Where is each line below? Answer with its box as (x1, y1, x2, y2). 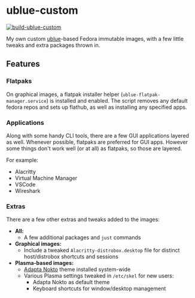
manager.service (6, 98, 47, 104)
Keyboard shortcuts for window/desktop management (32, 285, 166, 292)
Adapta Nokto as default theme (32, 279, 110, 286)
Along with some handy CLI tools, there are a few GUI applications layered (6, 132, 190, 139)
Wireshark (14, 187, 41, 194)
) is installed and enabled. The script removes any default (46, 97, 188, 104)
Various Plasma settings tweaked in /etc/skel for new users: (23, 272, 174, 279)
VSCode (14, 181, 36, 188)
